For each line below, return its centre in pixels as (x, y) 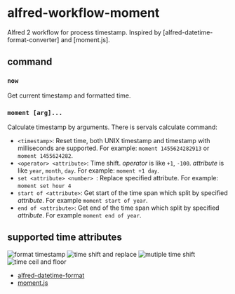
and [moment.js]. (85, 39)
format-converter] (33, 39)
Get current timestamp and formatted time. (69, 95)
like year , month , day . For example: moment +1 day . (88, 171)
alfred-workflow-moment (83, 13)
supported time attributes (65, 238)
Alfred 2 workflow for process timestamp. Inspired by (84, 32)
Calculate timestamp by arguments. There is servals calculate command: (112, 127)
